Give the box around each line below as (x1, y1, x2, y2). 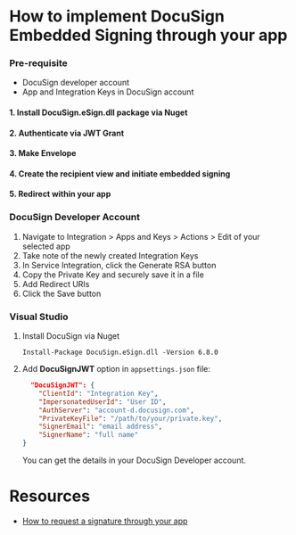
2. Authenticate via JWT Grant (9, 128, 125, 138)
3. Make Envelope (9, 148, 77, 159)
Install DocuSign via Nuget (21, 331, 120, 342)
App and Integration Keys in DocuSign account (21, 86, 194, 97)
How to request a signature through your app (21, 515, 188, 526)
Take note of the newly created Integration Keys (21, 250, 199, 260)
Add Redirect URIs (21, 278, 90, 289)
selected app (21, 241, 71, 251)
